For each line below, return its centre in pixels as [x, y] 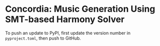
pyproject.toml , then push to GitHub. [43, 38]
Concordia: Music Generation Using [80, 9]
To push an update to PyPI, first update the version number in [68, 33]
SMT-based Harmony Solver [65, 19]
